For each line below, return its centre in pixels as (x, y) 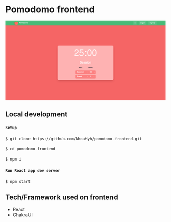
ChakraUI (23, 215)
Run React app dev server (33, 171)
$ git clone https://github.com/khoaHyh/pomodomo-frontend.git (74, 139)
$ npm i (13, 159)
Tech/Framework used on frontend (62, 197)
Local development (36, 115)
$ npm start (18, 181)
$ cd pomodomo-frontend (31, 149)
